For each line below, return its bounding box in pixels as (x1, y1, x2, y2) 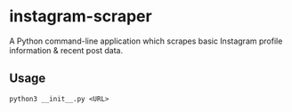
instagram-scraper (9, 6, 153, 27)
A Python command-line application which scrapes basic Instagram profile (9, 36, 283, 46)
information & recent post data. (9, 44, 123, 55)
